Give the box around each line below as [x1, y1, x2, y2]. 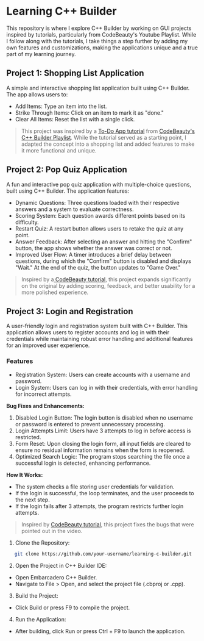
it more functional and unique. [21, 146, 97, 154]
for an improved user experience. [6, 342, 90, 349]
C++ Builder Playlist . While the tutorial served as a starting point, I [21, 134, 187, 141]
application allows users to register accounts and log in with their [6, 329, 169, 336]
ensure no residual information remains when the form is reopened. [15, 446, 185, 454]
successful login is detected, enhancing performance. [15, 459, 151, 467]
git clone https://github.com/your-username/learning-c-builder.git [14, 551, 192, 557]
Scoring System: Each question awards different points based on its [15, 212, 186, 219]
